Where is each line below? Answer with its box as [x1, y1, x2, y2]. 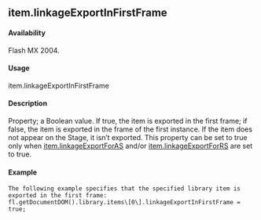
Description [8, 99, 48, 108]
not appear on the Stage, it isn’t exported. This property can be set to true [8, 133, 248, 142]
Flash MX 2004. [8, 45, 61, 55]
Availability [8, 27, 46, 38]
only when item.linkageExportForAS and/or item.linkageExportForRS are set [8, 141, 253, 150]
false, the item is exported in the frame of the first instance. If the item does [8, 124, 253, 134]
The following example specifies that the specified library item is [8, 185, 241, 193]
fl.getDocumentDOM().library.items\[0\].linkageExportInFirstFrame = [8, 199, 241, 207]
